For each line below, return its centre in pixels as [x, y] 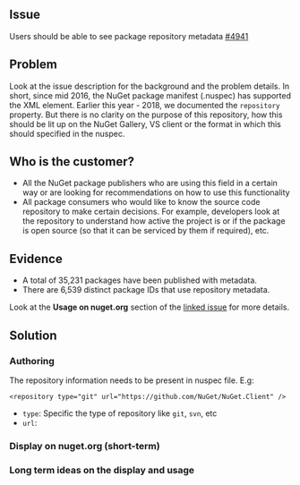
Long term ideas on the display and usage [102, 470]
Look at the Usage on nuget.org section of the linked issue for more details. [150, 307]
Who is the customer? [72, 162]
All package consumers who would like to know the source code [141, 202]
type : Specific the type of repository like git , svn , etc [120, 413]
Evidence [36, 259]
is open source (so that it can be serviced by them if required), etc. [146, 231]
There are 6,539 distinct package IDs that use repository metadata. [146, 290]
